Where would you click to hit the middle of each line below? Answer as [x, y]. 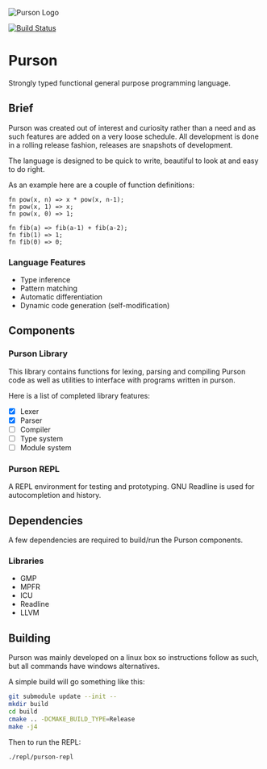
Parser [31, 420]
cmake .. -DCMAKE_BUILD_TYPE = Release [72, 719]
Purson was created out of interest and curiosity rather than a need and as [132, 127]
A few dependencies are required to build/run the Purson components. [126, 540]
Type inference [45, 280]
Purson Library [38, 353]
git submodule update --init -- [63, 697]
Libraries [26, 561]
